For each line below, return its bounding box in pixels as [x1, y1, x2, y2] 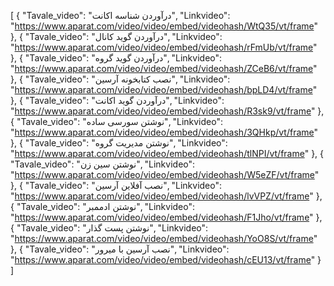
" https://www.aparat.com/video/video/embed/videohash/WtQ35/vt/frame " [10, 20, 319, 32]
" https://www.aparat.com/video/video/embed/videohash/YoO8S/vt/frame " [10, 233, 318, 244]
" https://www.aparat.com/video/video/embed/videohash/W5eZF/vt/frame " [10, 169, 320, 180]
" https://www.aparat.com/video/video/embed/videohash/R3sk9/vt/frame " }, [10, 105, 325, 117]
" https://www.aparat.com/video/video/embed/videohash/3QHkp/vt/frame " [10, 126, 319, 138]
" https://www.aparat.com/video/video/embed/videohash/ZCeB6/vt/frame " [10, 63, 318, 74]
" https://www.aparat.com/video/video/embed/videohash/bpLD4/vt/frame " [10, 84, 318, 95]
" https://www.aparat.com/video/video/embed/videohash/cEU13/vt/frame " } [10, 254, 322, 265]
